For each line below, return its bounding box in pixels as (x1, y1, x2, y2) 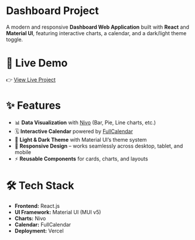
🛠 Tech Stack (6, 179, 74, 192)
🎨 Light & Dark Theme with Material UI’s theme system (14, 136, 148, 143)
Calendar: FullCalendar (14, 221, 71, 228)
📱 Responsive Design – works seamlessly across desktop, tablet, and (14, 142, 183, 149)
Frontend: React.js (14, 202, 60, 209)
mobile (14, 148, 31, 156)
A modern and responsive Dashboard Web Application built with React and (6, 23, 189, 30)
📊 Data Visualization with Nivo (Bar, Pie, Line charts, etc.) (14, 119, 156, 126)
